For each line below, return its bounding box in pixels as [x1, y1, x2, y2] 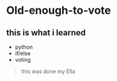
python [14, 43, 33, 50]
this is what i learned [6, 28, 86, 38]
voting [14, 56, 31, 63]
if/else [14, 50, 31, 57]
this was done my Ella [21, 68, 75, 75]
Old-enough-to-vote [6, 4, 112, 17]
